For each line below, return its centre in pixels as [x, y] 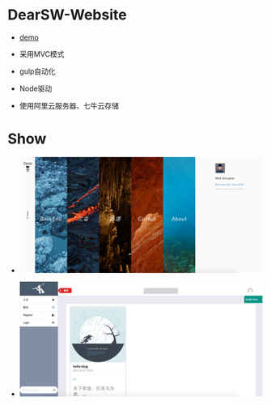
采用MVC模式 [42, 53]
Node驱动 [36, 88]
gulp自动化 [37, 71]
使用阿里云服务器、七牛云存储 [69, 105]
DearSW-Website [67, 15]
